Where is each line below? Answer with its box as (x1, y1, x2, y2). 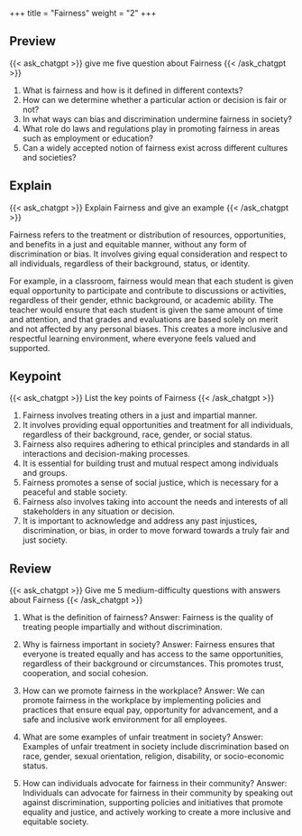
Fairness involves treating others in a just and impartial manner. (22, 410, 258, 421)
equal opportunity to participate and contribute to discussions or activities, (9, 284, 287, 296)
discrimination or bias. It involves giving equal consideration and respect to (9, 248, 288, 259)
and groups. (22, 468, 68, 478)
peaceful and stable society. (22, 487, 128, 497)
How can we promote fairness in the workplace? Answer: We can (22, 685, 266, 696)
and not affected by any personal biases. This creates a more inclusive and (9, 323, 288, 334)
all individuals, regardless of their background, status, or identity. (9, 257, 251, 269)
